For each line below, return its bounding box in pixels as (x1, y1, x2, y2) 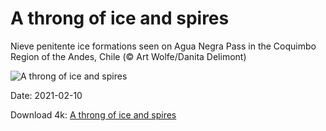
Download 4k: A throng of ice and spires (10, 108, 177, 121)
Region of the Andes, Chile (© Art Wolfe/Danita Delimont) (10, 50, 247, 62)
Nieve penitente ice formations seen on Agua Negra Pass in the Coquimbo (10, 40, 317, 52)
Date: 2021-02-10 (10, 89, 83, 101)
